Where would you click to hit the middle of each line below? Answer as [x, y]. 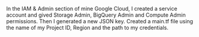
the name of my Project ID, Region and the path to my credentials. [88, 27]
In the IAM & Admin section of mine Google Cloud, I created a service [92, 9]
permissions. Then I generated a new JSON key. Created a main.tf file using [100, 21]
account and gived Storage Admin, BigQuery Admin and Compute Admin [96, 15]
